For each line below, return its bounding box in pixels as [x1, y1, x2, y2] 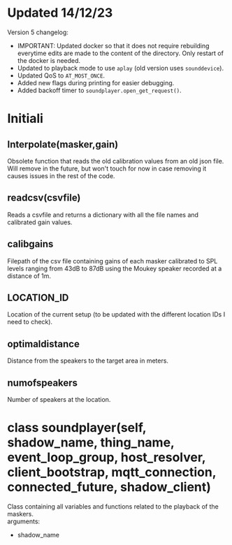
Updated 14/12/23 [7, 5, 113, 21]
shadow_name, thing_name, [7, 435, 175, 451]
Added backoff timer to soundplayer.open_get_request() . [17, 86, 182, 94]
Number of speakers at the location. [7, 395, 111, 403]
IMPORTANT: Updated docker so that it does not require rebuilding [17, 41, 210, 50]
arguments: [7, 517, 41, 525]
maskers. [7, 509, 34, 518]
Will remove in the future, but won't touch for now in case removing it [7, 164, 207, 173]
